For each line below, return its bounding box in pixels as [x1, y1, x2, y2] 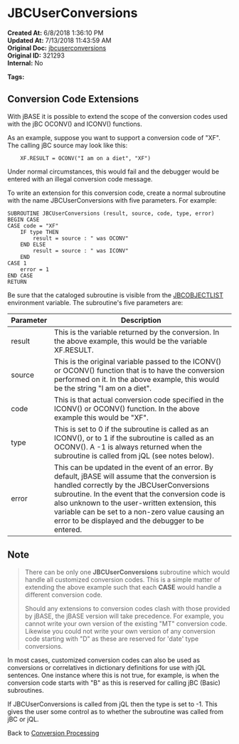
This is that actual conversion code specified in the [53, 395, 224, 405]
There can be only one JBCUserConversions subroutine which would [24, 568, 230, 576]
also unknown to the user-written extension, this [53, 498, 217, 508]
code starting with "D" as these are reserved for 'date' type [24, 634, 199, 643]
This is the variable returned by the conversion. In [53, 327, 220, 337]
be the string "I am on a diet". [53, 383, 152, 393]
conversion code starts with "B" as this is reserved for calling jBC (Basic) [7, 678, 221, 687]
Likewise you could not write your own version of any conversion [24, 627, 216, 635]
